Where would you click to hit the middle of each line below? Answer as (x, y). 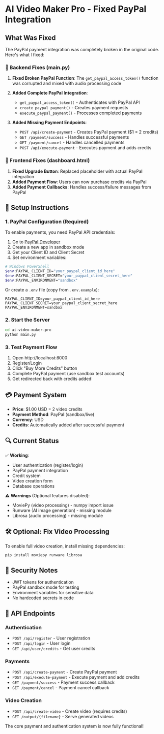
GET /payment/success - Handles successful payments (74, 137)
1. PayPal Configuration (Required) (47, 222)
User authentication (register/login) (48, 465)
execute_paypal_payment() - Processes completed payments (81, 113)
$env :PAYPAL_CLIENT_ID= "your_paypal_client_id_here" (60, 271)
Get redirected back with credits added (52, 379)
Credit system (26, 476)
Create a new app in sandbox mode (48, 247)
